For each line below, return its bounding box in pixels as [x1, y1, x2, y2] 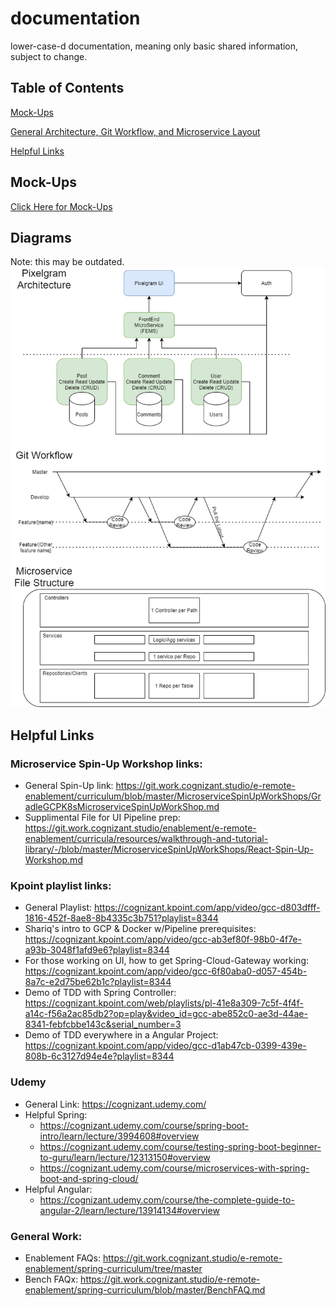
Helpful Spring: [24, 1108, 88, 1121]
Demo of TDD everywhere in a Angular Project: [24, 1029, 219, 1041]
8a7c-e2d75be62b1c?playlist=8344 [24, 976, 172, 988]
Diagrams [10, 229, 72, 246]
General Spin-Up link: [24, 780, 114, 792]
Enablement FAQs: [24, 1252, 101, 1264]
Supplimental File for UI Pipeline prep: [24, 812, 181, 824]
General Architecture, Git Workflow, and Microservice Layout [10, 125, 261, 137]
